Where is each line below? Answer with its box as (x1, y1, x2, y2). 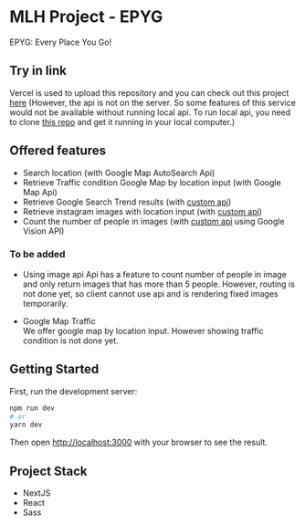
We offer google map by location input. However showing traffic (22, 325, 264, 336)
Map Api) (22, 186, 58, 197)
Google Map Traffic (22, 315, 96, 326)
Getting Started (9, 362, 100, 377)
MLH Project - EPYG (9, 6, 163, 27)
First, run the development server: (9, 385, 138, 396)
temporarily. (22, 298, 68, 309)
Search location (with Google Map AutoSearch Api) (22, 167, 216, 178)
